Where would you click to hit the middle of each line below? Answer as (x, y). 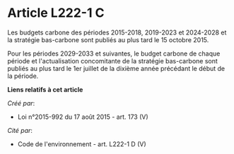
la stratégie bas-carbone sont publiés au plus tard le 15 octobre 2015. (108, 39)
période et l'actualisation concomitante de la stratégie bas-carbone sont (112, 60)
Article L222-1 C (56, 13)
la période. (23, 76)
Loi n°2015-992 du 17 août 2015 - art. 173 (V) (83, 117)
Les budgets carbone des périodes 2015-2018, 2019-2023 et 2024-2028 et (117, 32)
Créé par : (21, 103)
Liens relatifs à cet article (45, 89)
